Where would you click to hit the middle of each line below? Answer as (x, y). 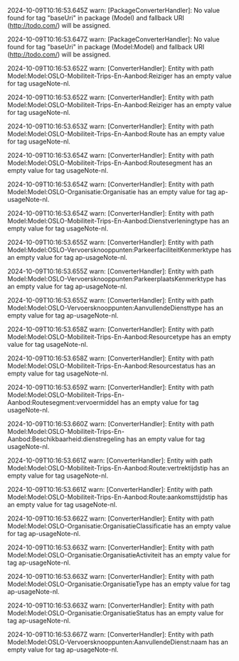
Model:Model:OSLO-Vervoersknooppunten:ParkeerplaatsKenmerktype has (117, 279)
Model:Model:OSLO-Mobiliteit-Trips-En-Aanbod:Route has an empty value (116, 134)
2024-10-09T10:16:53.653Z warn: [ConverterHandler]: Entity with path (111, 126)
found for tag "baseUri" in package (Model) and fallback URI (96, 18)
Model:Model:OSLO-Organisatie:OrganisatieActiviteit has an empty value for (119, 555)
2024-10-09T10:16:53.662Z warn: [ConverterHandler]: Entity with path (111, 518)
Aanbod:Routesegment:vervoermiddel (63, 402)
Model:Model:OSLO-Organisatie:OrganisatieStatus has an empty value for (116, 613)
